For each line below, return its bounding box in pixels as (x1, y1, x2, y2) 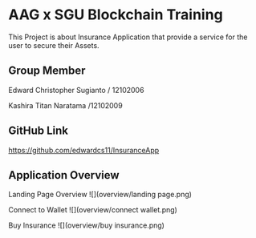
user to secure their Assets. (8, 40, 100, 50)
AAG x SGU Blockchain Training (8, 6, 223, 24)
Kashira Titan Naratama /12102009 (8, 100, 123, 110)
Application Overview (8, 168, 120, 182)
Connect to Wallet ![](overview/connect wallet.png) (8, 205, 178, 215)
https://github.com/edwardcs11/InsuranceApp (8, 145, 160, 155)
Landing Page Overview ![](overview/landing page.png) (8, 190, 193, 200)
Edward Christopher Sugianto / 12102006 (8, 85, 144, 95)
